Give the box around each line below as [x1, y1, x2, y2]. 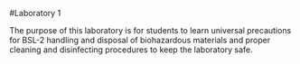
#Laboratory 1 [9, 8, 61, 18]
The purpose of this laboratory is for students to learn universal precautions [9, 25, 292, 35]
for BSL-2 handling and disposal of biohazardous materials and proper [9, 35, 271, 45]
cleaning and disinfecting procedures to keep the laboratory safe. [9, 44, 253, 55]
